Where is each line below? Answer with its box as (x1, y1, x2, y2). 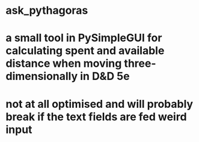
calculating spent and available (5, 44, 165, 58)
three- (124, 57, 157, 70)
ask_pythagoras (5, 4, 88, 17)
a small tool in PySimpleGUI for (5, 31, 162, 45)
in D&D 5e (79, 70, 130, 83)
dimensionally (5, 70, 78, 83)
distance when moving (5, 57, 122, 70)
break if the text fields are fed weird (5, 110, 187, 123)
